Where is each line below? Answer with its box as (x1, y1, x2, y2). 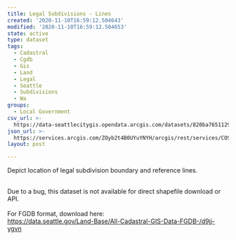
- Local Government (13, 108, 71, 115)
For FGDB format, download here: (7, 210, 105, 218)
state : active (7, 29, 49, 37)
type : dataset (7, 36, 49, 44)
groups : (7, 102, 30, 109)
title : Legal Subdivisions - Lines (7, 10, 112, 18)
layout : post (7, 141, 46, 148)
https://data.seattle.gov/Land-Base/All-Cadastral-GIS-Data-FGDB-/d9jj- (7, 217, 216, 225)
